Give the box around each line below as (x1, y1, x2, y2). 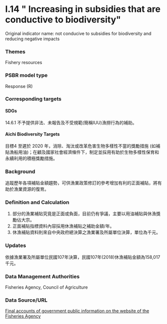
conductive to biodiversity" (5, 14, 121, 25)
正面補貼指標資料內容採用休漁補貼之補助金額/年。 (12, 223, 114, 229)
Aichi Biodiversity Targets (5, 131, 60, 137)
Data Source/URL (5, 297, 48, 304)
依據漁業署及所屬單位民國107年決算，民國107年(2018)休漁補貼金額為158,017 (5, 254, 161, 260)
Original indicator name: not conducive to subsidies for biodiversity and (5, 30, 152, 36)
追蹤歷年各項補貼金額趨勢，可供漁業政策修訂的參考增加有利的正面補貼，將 (5, 180, 158, 186)
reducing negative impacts (5, 36, 60, 42)
